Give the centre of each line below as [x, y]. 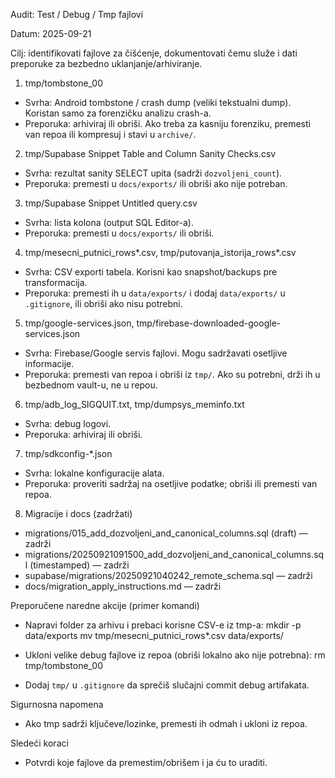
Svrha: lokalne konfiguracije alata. [94, 473]
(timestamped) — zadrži [79, 565]
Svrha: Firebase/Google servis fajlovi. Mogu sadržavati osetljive [156, 353]
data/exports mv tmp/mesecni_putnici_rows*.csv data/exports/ [154, 635]
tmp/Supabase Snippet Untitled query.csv [111, 203]
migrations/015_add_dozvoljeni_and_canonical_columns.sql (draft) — [166, 533]
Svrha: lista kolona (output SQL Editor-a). [109, 222]
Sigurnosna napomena [57, 704]
